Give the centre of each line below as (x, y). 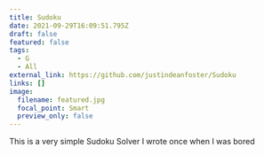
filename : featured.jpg (61, 100)
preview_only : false (55, 116)
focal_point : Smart (53, 108)
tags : (19, 50)
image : (21, 91)
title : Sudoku (36, 17)
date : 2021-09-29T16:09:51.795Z (69, 26)
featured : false (39, 42)
